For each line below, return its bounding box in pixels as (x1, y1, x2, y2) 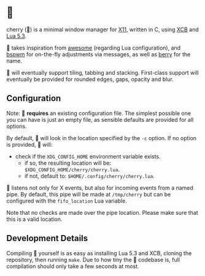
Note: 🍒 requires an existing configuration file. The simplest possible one (6, 110, 191, 117)
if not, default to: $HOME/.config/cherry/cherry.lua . (24, 172, 155, 179)
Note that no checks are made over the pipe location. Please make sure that (6, 209, 198, 216)
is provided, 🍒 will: (6, 141, 53, 148)
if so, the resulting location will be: (24, 159, 112, 166)
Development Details (6, 233, 88, 244)
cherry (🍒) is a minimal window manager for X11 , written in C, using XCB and (6, 26, 199, 33)
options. (6, 122, 28, 130)
